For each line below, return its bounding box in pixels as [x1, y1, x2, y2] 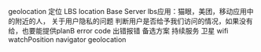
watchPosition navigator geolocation [8, 35, 127, 44]
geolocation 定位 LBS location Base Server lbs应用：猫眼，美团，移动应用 [8, 7, 248, 16]
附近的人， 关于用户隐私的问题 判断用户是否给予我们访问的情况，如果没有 [14, 16, 253, 26]
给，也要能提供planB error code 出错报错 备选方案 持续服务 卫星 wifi [8, 26, 229, 35]
